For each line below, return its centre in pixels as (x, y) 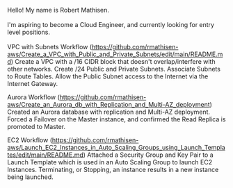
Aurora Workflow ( (34, 97)
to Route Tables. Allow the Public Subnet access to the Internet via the (108, 76)
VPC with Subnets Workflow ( (50, 47)
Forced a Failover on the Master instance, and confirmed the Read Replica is (116, 119)
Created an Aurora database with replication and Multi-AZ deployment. (109, 112)
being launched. (30, 177)
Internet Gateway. (33, 84)
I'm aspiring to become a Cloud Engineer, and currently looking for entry (111, 25)
